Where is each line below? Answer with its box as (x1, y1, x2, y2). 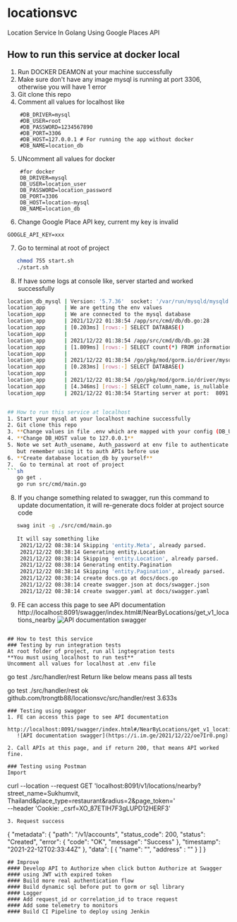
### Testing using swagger (7, 707, 87, 714)
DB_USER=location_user (20, 180, 87, 188)
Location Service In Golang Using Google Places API (7, 28, 160, 37)
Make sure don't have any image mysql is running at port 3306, (17, 75, 202, 83)
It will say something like (16, 535, 99, 542)
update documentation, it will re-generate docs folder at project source (17, 501, 224, 510)
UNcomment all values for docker (17, 154, 116, 163)
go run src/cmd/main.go (16, 481, 87, 488)
